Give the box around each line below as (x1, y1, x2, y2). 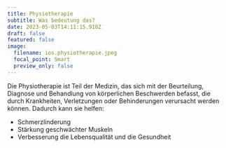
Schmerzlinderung (17, 117, 71, 126)
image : (7, 43, 27, 50)
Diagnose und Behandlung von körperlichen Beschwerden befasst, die (7, 89, 211, 97)
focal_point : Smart (13, 56, 71, 63)
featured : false (7, 36, 55, 43)
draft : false (7, 29, 45, 37)
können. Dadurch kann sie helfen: (7, 104, 104, 112)
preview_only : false (13, 62, 73, 69)
